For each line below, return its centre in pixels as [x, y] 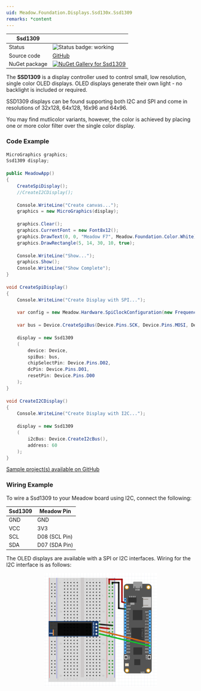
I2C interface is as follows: [39, 565]
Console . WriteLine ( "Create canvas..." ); [68, 205]
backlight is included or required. [47, 90]
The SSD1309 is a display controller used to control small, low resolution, [96, 77]
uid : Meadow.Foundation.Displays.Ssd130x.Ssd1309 [69, 13]
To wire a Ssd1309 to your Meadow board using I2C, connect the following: [99, 498]
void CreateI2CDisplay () [37, 401]
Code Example [28, 141]
